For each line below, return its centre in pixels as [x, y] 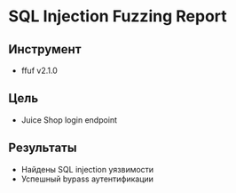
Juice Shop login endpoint [69, 120]
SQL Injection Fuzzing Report [118, 16]
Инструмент [45, 49]
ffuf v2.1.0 [39, 70]
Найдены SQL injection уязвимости [87, 169]
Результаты [43, 148]
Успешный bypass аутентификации [87, 179]
